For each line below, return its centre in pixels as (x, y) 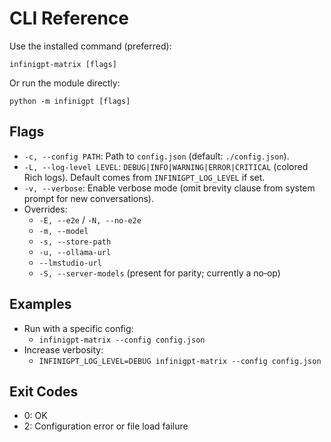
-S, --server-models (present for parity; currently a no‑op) (159, 273)
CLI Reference (69, 18)
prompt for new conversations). (89, 198)
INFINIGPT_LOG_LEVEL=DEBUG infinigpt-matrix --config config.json (180, 361)
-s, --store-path (75, 242)
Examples (40, 304)
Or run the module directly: (65, 83)
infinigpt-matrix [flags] (63, 64)
